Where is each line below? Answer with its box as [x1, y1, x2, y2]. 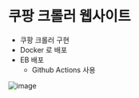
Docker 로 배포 [19, 45, 68, 54]
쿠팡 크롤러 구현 [19, 35, 69, 45]
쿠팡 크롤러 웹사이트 [8, 7, 132, 25]
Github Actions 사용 [31, 65, 96, 74]
